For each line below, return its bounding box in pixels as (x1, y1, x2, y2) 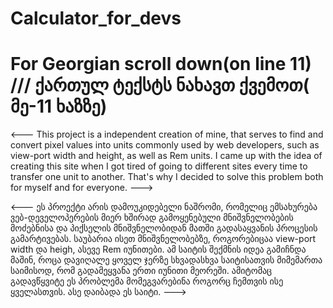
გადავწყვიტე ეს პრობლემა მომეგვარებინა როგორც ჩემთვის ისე (10, 275, 284, 287)
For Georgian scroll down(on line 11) (10, 53, 312, 76)
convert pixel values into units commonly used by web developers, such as (10, 139, 320, 151)
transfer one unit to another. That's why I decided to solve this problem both (10, 171, 324, 183)
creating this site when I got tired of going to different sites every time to (10, 160, 308, 172)
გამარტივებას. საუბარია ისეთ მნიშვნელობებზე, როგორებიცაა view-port (10, 233, 317, 245)
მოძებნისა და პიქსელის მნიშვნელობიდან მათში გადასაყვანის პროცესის (10, 222, 318, 234)
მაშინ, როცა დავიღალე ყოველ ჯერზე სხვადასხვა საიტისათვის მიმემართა (10, 254, 323, 266)
